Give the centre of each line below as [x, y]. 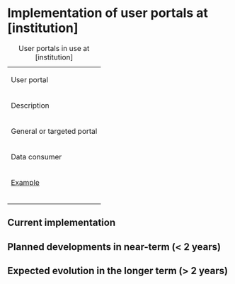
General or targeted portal [54, 131]
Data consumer [36, 157]
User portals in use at [54, 48]
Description [30, 106]
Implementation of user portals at [108, 13]
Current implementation [61, 223]
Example [25, 182]
